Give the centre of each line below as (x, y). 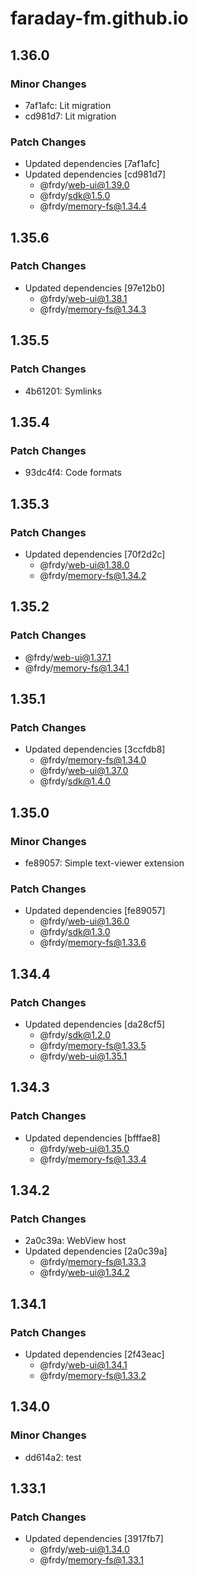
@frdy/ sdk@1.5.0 (75, 196)
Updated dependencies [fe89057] (95, 911)
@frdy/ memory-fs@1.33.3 (93, 1262)
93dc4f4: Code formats (73, 473)
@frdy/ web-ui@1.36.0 (84, 921)
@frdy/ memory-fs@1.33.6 (93, 943)
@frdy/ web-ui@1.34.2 (84, 1273)
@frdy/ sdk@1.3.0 (75, 932)
